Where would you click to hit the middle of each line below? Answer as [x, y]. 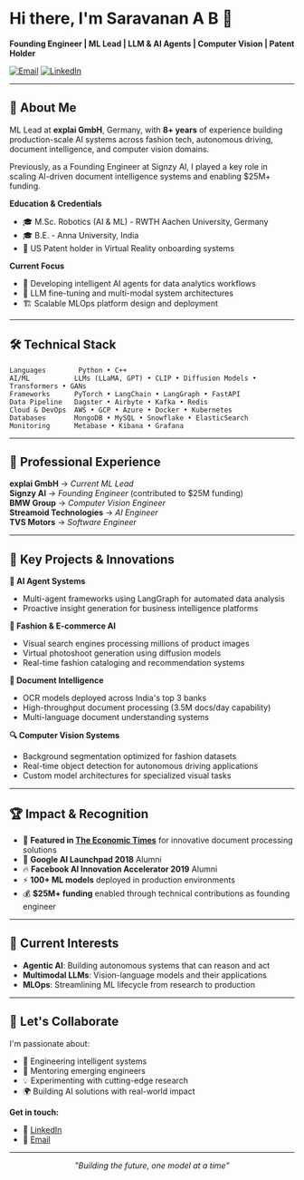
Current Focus [37, 266]
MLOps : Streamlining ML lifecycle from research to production [139, 984]
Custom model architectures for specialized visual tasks [127, 775]
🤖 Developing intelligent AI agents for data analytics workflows [139, 283]
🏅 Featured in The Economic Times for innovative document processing [157, 840]
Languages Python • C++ [68, 370]
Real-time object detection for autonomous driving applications [140, 766]
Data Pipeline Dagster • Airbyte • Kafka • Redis [109, 402]
